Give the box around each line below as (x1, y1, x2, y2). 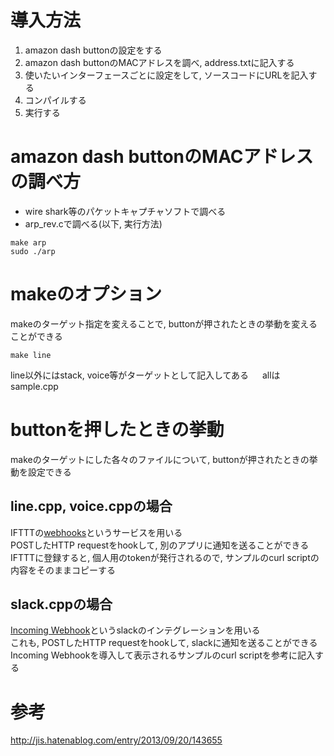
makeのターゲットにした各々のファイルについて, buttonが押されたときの (10, 453, 310, 465)
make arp (10, 237, 47, 248)
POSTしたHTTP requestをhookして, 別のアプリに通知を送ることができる (10, 539, 310, 551)
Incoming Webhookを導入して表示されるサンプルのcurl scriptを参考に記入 (10, 649, 316, 661)
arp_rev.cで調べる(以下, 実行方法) (24, 217, 163, 230)
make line (10, 350, 52, 360)
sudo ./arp (10, 246, 56, 256)
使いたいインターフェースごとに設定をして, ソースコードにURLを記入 (24, 69, 309, 81)
